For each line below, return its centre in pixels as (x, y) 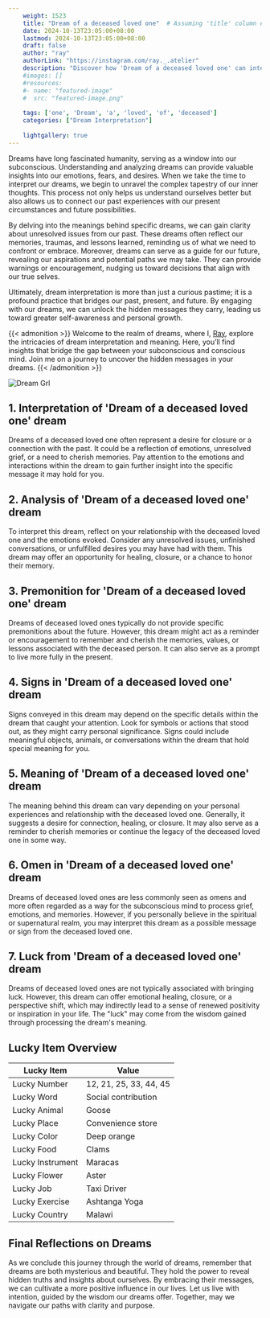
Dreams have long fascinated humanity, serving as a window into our (123, 158)
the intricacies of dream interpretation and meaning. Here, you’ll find (122, 342)
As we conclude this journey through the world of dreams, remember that (130, 1263)
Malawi (99, 1215)
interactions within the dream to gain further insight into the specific (121, 466)
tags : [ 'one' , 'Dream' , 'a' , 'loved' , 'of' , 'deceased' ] (120, 113)
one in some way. (37, 840)
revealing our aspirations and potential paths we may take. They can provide (135, 259)
